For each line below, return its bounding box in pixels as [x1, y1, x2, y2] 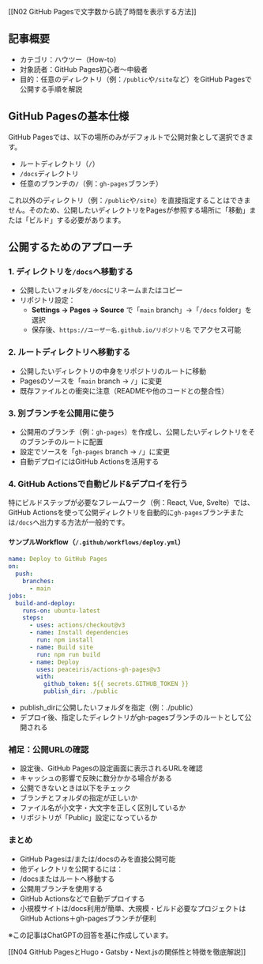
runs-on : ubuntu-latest [22, 607, 101, 615]
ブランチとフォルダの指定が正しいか [19, 793, 138, 803]
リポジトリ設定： [19, 296, 76, 305]
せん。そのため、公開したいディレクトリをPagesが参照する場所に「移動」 [8, 205, 250, 215]
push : [15, 570, 34, 578]
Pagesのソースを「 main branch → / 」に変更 [19, 376, 163, 386]
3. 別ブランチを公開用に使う [8, 408, 115, 419]
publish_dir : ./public [43, 687, 118, 695]
